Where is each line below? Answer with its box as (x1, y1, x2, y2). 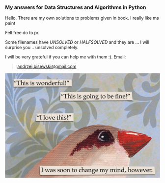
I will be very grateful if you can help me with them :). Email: (5, 54, 126, 60)
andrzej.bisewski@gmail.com (17, 63, 77, 70)
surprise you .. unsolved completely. (5, 45, 79, 51)
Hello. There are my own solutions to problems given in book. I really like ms (5, 15, 159, 21)
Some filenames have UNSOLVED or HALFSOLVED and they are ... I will (5, 39, 150, 45)
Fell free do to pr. (5, 30, 40, 36)
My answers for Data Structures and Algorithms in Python (5, 4, 146, 11)
